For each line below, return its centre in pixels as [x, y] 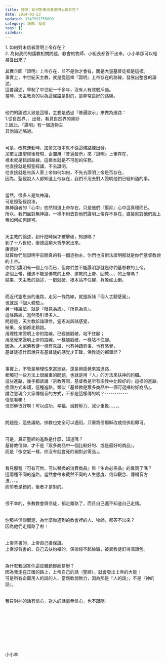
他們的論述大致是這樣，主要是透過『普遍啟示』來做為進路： [66, 112]
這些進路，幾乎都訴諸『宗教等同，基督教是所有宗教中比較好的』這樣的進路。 [83, 381]
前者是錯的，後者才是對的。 [37, 487]
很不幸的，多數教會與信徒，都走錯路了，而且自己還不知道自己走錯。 [74, 503]
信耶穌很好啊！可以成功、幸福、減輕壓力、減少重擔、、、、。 [63, 406]
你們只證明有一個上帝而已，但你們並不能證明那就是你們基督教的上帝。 [77, 268]
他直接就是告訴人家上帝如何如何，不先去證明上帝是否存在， [66, 172]
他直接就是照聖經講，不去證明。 [38, 166]
